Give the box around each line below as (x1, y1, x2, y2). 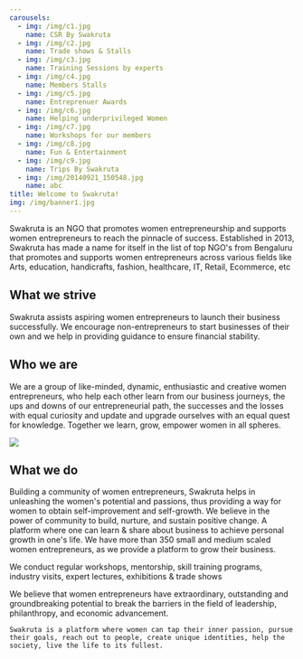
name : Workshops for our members (25, 131, 152, 140)
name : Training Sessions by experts (25, 64, 165, 73)
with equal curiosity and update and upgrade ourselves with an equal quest (9, 410, 291, 420)
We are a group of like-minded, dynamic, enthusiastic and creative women (9, 381, 287, 391)
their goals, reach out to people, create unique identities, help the (9, 634, 285, 643)
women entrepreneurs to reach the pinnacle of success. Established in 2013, (9, 232, 295, 243)
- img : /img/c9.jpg (17, 155, 91, 165)
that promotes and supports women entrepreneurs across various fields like (9, 251, 292, 262)
